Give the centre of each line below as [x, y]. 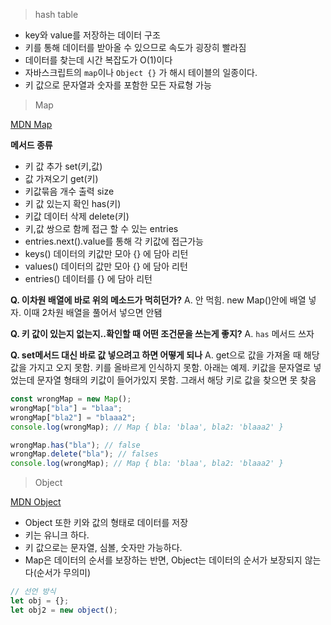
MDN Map [31, 124]
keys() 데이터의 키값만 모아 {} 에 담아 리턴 [106, 253]
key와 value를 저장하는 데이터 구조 [92, 35]
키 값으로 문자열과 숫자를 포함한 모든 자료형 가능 [118, 85]
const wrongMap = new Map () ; [71, 399]
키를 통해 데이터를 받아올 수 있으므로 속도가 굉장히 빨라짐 [135, 47]
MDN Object [36, 502]
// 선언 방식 [33, 592]
